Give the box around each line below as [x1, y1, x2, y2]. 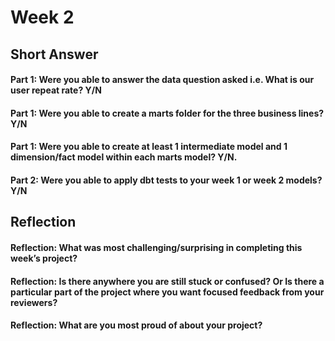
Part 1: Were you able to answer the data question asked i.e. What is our [10, 74, 315, 86]
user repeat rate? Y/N [10, 84, 102, 96]
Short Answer [10, 46, 99, 63]
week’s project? [10, 252, 78, 264]
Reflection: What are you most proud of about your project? [10, 319, 263, 331]
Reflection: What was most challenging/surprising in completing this [10, 241, 303, 253]
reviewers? [10, 296, 58, 308]
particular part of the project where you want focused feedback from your [10, 286, 325, 298]
